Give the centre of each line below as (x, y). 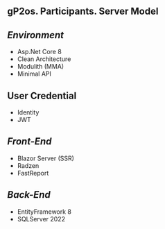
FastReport (33, 173)
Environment (36, 35)
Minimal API (34, 74)
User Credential (42, 95)
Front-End (29, 142)
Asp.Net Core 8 (40, 52)
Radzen (28, 165)
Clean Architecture (44, 59)
